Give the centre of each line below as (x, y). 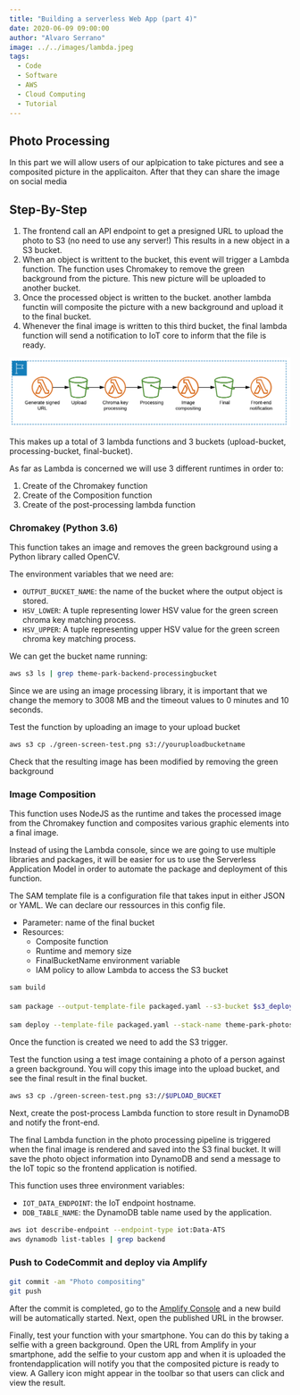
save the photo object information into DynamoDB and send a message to (145, 1159)
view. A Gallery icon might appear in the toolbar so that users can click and (147, 1374)
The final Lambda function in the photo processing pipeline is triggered (140, 1140)
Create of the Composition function (87, 495)
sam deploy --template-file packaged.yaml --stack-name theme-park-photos (151, 1025)
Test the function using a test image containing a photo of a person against (147, 1060)
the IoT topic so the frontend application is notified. (103, 1168)
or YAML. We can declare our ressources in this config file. (117, 905)
